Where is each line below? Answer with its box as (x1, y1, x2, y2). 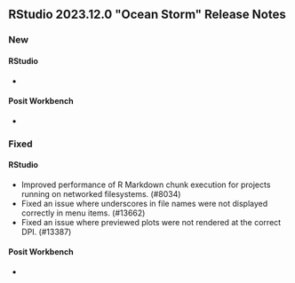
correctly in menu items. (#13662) (20, 208, 146, 218)
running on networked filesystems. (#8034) (20, 188, 181, 199)
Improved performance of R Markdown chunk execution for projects (20, 179, 271, 190)
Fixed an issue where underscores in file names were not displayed (20, 198, 268, 208)
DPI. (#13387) (20, 226, 72, 237)
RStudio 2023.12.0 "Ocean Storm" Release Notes (8, 7, 286, 22)
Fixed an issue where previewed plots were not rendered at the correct (20, 216, 282, 227)
